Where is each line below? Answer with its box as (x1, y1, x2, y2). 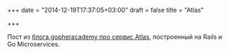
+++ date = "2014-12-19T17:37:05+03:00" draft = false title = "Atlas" (7, 6, 205, 14)
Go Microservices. (7, 40, 61, 48)
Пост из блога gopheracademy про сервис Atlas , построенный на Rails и (7, 33, 223, 41)
